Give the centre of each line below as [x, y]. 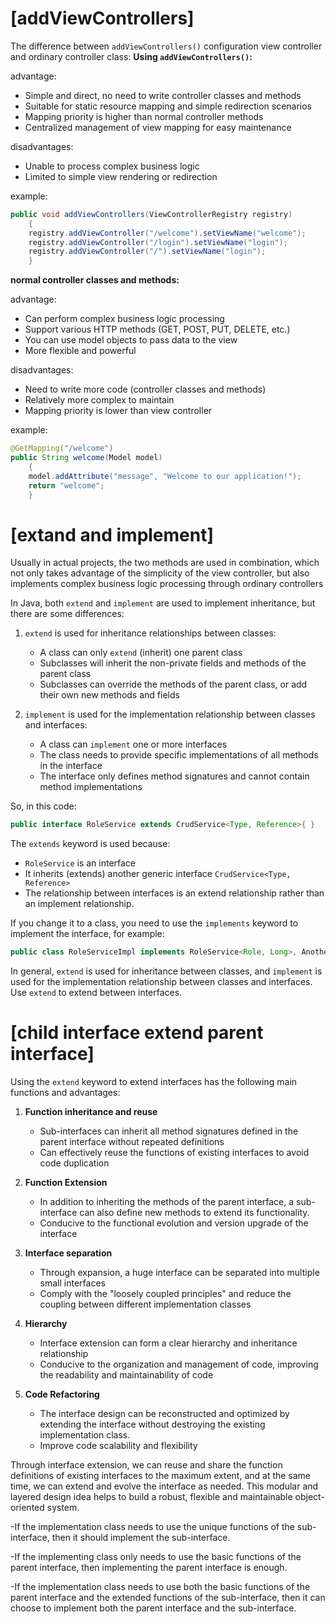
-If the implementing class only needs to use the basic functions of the [156, 1557]
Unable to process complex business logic [112, 166]
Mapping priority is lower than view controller [118, 411]
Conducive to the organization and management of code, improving [179, 1364]
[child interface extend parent [137, 1033]
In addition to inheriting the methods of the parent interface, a [167, 1202]
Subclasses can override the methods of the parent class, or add [173, 684]
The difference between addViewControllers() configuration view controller [166, 46]
